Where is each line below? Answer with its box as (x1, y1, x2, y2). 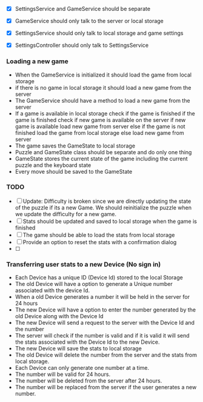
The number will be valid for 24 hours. (15, 370, 111, 378)
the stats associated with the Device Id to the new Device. (15, 338, 160, 346)
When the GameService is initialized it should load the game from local (15, 71, 192, 78)
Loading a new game (6, 57, 68, 66)
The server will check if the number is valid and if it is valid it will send (15, 332, 190, 339)
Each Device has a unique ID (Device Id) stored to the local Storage (15, 274, 183, 281)
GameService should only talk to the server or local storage (15, 18, 164, 25)
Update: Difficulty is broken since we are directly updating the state (22, 197, 191, 205)
